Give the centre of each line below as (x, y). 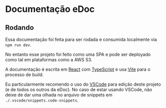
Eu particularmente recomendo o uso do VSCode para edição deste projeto (83, 84)
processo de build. (25, 75)
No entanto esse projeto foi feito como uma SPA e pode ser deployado (78, 54)
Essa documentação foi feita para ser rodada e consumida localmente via (81, 39)
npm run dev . (18, 45)
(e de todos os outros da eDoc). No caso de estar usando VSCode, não (79, 90)
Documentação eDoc (50, 9)
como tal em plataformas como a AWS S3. (49, 60)
